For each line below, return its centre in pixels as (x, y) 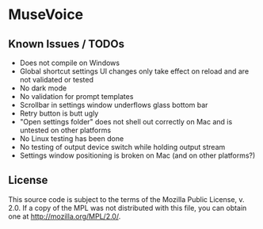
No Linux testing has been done (72, 139)
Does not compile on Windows (70, 63)
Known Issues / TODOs (67, 44)
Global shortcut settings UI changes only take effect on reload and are (134, 71)
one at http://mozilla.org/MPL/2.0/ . (65, 216)
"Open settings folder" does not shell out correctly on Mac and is (126, 122)
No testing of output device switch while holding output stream (122, 147)
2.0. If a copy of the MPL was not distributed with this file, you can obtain (128, 208)
